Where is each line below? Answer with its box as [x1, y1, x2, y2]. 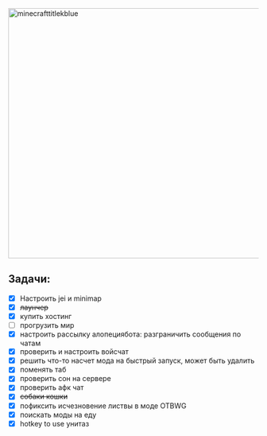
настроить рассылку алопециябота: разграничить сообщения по [19, 329, 242, 339]
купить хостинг [19, 311, 72, 321]
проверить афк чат [19, 383, 84, 392]
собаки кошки [19, 391, 68, 401]
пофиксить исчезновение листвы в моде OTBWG [19, 401, 187, 411]
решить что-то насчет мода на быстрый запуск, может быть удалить [19, 356, 255, 365]
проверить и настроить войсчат [19, 347, 130, 356]
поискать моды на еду [19, 410, 97, 419]
